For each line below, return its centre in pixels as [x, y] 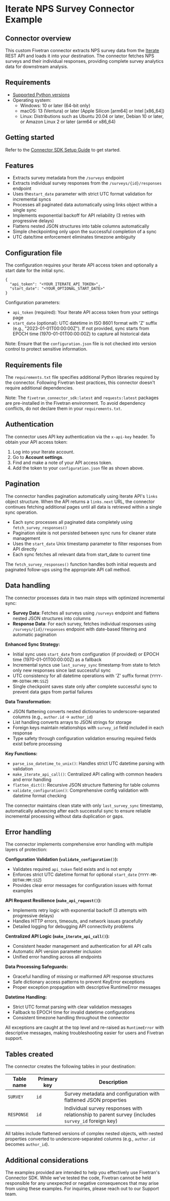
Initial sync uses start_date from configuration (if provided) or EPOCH [86, 654]
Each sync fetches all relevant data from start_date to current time [81, 554]
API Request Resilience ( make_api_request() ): [53, 901]
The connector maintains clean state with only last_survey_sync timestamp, [84, 805]
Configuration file [34, 253]
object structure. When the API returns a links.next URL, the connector [80, 501]
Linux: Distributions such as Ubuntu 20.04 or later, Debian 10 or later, [92, 116]
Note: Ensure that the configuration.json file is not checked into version [81, 344]
